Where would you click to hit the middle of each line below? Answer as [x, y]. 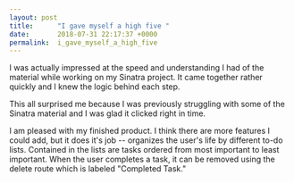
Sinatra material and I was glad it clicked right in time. [108, 113]
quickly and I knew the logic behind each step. [95, 87]
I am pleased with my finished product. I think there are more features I [140, 131]
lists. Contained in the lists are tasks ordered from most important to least [144, 150]
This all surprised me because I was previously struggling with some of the [147, 104]
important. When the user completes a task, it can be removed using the [142, 159]
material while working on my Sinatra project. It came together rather [136, 78]
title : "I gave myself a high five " [89, 26]
